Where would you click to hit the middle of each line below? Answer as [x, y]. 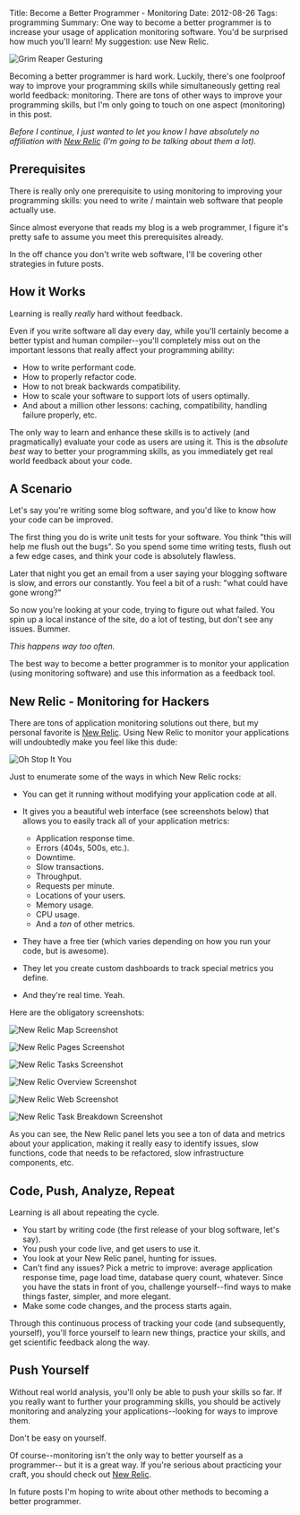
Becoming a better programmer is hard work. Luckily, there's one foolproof [147, 76]
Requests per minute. [75, 886]
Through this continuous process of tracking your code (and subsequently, [148, 1323]
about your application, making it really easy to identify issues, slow [134, 1144]
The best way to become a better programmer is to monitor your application [149, 664]
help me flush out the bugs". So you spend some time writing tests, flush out [150, 547]
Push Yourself [49, 1370]
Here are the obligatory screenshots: [77, 1012]
